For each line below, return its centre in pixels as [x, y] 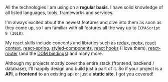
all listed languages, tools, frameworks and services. [59, 13]
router [12, 53]
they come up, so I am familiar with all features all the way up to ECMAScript [83, 28]
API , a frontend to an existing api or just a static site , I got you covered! [79, 74]
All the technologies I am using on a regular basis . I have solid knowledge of [84, 7]
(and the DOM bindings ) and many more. [61, 53]
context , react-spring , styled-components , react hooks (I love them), [76, 48]
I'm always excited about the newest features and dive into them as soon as [83, 22]
